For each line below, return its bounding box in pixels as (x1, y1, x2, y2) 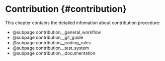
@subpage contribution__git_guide (12, 34, 83, 40)
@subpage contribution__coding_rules (12, 39, 91, 45)
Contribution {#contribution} (5, 3, 127, 15)
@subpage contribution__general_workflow (12, 29, 101, 35)
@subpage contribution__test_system (12, 45, 89, 51)
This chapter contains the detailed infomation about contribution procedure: (5, 20, 161, 26)
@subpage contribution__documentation (12, 50, 96, 56)
